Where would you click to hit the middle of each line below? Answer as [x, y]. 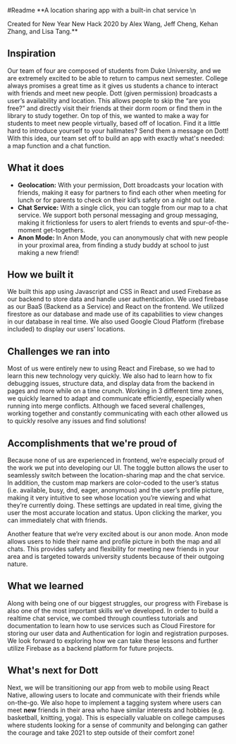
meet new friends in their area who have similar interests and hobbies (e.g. [116, 710]
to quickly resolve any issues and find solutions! [77, 421]
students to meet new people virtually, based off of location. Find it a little [114, 123]
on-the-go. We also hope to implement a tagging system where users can [114, 702]
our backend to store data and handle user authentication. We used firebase [118, 299]
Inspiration [32, 53]
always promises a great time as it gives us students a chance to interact [113, 85]
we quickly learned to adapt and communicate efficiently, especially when [115, 398]
